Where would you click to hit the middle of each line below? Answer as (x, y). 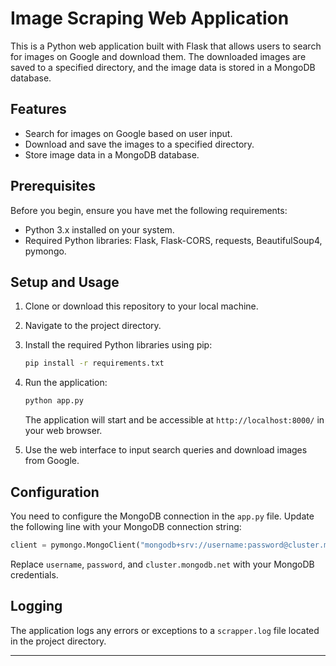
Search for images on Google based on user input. (128, 133)
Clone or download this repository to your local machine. (141, 306)
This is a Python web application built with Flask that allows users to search (166, 46)
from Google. (52, 461)
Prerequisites (53, 186)
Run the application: (66, 383)
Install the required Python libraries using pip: (118, 345)
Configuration (55, 492)
